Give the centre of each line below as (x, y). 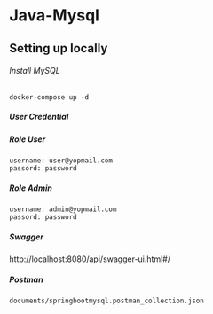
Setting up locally (59, 48)
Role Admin (31, 188)
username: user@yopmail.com (61, 161)
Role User (28, 139)
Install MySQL (35, 71)
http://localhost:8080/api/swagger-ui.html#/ (90, 259)
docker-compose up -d (49, 97)
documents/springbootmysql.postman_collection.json (106, 301)
